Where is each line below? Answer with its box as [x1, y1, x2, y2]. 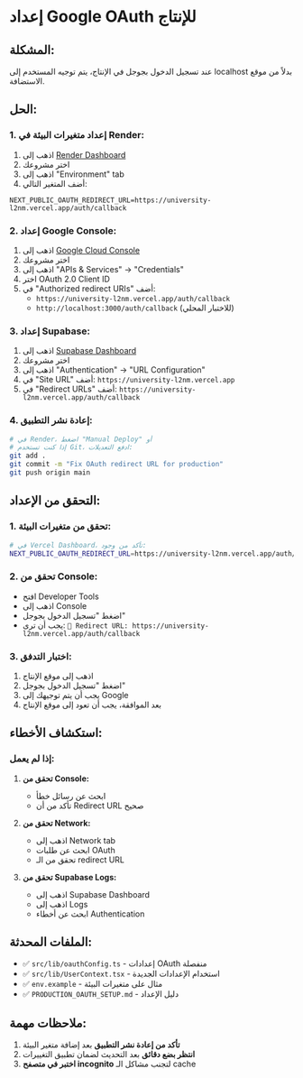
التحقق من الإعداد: [9, 493, 101, 509]
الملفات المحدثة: [9, 935, 93, 950]
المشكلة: [9, 42, 55, 58]
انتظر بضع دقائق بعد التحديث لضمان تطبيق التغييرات [22, 1049, 196, 1060]
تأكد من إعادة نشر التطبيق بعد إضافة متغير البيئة [22, 1039, 180, 1050]
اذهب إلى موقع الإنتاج [22, 670, 94, 681]
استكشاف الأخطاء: [9, 725, 103, 741]
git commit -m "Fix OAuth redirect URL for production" [9, 460, 224, 469]
